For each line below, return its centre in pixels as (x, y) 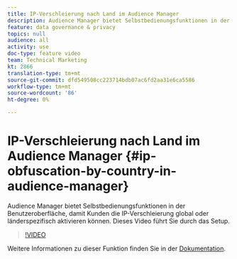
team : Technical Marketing (47, 60)
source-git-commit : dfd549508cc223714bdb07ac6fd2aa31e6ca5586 (101, 80)
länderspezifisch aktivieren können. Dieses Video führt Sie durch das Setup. (119, 221)
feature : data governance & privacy (61, 27)
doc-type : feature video (44, 54)
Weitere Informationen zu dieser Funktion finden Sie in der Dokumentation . (116, 248)
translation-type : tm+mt (44, 73)
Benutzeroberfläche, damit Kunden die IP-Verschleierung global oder (108, 213)
